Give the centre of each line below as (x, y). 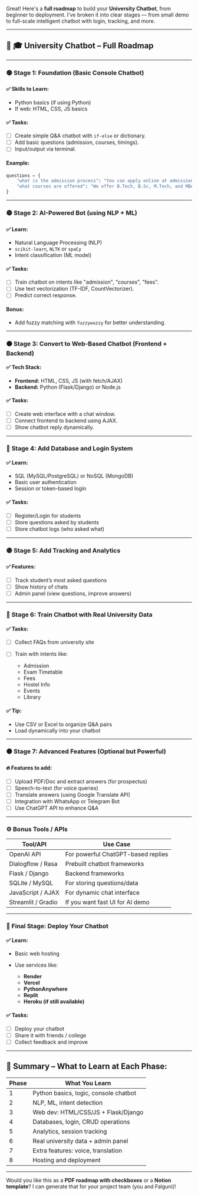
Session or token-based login (50, 488)
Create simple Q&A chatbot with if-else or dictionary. (80, 136)
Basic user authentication (45, 482)
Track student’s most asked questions (61, 580)
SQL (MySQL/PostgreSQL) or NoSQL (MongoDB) (74, 476)
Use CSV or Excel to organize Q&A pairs (63, 724)
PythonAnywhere (45, 989)
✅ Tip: (14, 711)
